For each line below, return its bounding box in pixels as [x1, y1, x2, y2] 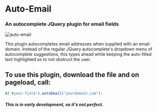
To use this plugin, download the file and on [5, 70, 140, 79]
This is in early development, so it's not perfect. [5, 101, 104, 107]
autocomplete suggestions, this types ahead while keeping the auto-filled [5, 51, 152, 57]
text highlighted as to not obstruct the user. [5, 57, 91, 63]
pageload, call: [5, 78, 51, 86]
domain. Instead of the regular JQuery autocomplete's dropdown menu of [5, 46, 153, 52]
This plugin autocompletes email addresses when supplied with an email [5, 41, 150, 47]
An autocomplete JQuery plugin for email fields [5, 21, 119, 28]
